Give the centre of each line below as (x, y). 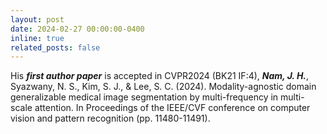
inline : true (37, 38)
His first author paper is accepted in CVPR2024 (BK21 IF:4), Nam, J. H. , (160, 76)
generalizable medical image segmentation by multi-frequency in (144, 97)
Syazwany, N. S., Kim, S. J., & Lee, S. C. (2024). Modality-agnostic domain (163, 87)
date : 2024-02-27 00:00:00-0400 (77, 29)
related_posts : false (55, 47)
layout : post (37, 19)
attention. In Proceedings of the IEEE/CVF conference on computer (172, 108)
